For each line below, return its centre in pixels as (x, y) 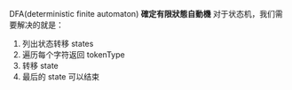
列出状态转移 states (58, 44)
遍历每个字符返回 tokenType (74, 55)
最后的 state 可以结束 (61, 77)
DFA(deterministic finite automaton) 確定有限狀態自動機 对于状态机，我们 (142, 14)
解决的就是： (40, 25)
